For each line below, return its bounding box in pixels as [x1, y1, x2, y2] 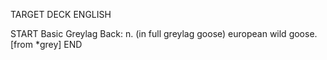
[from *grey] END [10, 39, 83, 50]
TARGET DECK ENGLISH [10, 9, 112, 20]
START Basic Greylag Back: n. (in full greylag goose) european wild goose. [10, 28, 318, 39]
